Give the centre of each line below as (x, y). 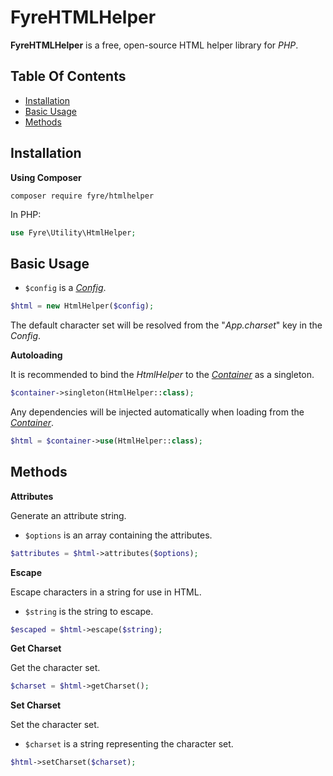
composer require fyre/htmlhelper (82, 196)
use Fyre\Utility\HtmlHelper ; (73, 232)
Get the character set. (55, 668)
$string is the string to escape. (89, 611)
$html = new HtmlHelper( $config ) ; (82, 306)
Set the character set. (55, 725)
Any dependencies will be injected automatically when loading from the (157, 412)
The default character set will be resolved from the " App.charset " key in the (166, 325)
